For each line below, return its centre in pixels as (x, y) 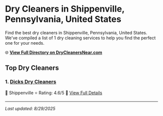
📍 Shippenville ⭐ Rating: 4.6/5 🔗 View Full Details (54, 93)
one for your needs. (25, 43)
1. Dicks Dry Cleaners (31, 82)
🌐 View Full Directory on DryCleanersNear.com (54, 52)
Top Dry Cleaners (32, 68)
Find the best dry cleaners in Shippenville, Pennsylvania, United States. (76, 33)
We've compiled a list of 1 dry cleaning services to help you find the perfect (81, 38)
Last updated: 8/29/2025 (30, 108)
